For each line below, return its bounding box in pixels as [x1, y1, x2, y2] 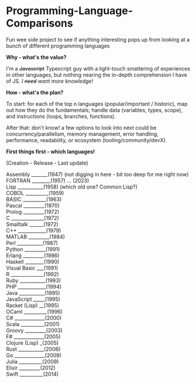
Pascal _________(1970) [6, 201, 60, 209]
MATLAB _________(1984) [6, 233, 66, 240]
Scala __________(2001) [6, 320, 60, 327]
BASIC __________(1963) [6, 196, 62, 203]
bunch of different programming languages [6, 42, 110, 49]
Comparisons [6, 16, 73, 30]
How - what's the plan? [6, 89, 64, 96]
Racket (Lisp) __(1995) [6, 301, 60, 309]
